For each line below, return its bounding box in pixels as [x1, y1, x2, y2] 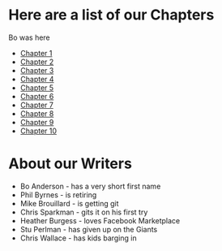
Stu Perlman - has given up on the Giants [19, 224, 158, 234]
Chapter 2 [19, 57, 54, 67]
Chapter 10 [19, 126, 58, 136]
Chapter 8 [19, 108, 54, 119]
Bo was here [8, 32, 50, 42]
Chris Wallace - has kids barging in [19, 233, 137, 243]
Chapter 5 [19, 83, 54, 93]
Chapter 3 [19, 65, 54, 75]
